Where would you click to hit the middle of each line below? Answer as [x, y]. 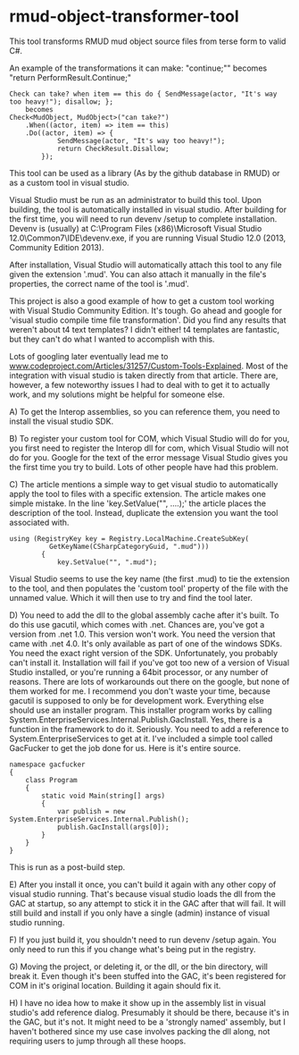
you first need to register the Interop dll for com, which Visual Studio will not [149, 448]
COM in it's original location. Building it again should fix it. [115, 985]
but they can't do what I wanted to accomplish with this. [112, 339]
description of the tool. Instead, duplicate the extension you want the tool [144, 512]
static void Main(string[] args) [104, 796]
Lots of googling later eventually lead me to [89, 356]
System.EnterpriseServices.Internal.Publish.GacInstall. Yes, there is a [136, 719]
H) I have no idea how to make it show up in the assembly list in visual [137, 1002]
